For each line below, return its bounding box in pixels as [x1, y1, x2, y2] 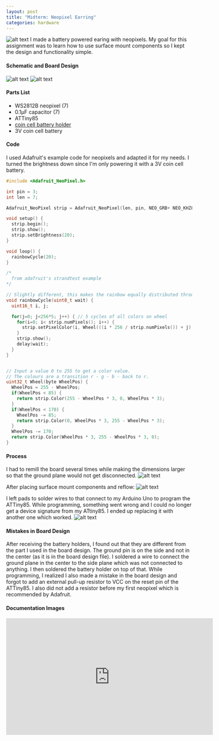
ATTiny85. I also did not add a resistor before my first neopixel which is [6, 585, 179, 592]
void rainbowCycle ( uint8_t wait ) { [6, 297, 94, 303]
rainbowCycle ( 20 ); [11, 254, 57, 260]
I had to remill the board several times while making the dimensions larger [6, 466, 185, 473]
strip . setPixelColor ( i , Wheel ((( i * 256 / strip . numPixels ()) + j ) [21, 324, 192, 331]
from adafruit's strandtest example [11, 276, 102, 282]
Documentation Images [6, 604, 65, 611]
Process [6, 452, 27, 459]
